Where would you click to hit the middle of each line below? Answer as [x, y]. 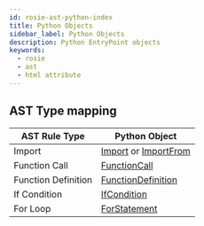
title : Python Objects [51, 26]
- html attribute [49, 75]
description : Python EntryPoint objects [85, 42]
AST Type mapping [63, 111]
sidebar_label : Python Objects [67, 34]
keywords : [27, 51]
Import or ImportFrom [145, 151]
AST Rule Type [53, 136]
